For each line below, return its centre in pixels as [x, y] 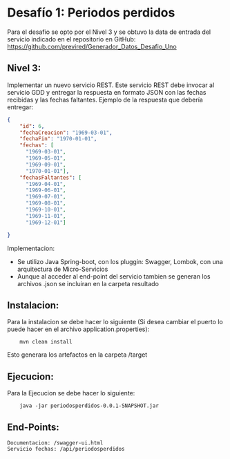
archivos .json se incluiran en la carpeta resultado [88, 283]
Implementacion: [31, 248]
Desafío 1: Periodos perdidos [91, 13]
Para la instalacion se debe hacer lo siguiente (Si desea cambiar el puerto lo [115, 322]
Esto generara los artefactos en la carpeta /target [77, 355]
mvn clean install [46, 342]
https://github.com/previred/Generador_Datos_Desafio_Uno [92, 46]
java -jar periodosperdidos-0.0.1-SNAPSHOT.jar [89, 406]
